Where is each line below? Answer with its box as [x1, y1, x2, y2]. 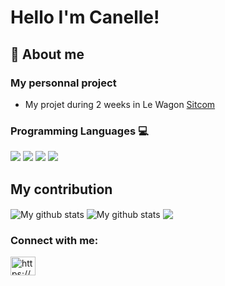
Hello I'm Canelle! [10, 6, 160, 29]
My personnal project [10, 76, 117, 90]
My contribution [10, 181, 113, 198]
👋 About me [10, 46, 85, 63]
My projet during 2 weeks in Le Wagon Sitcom [24, 98, 216, 110]
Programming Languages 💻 [10, 124, 149, 138]
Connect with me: [10, 233, 99, 247]
